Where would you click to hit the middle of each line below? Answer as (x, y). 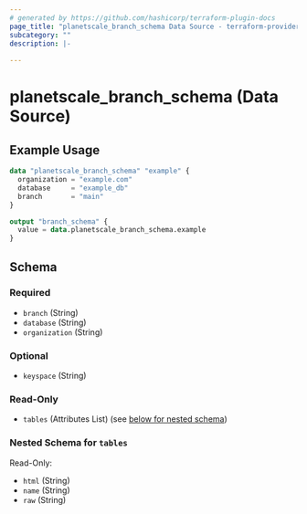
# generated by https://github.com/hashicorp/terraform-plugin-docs (143, 18)
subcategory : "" (40, 35)
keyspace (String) (54, 376)
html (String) (46, 480)
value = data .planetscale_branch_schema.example (112, 230)
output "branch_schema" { (58, 221)
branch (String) (51, 312)
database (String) (54, 322)
